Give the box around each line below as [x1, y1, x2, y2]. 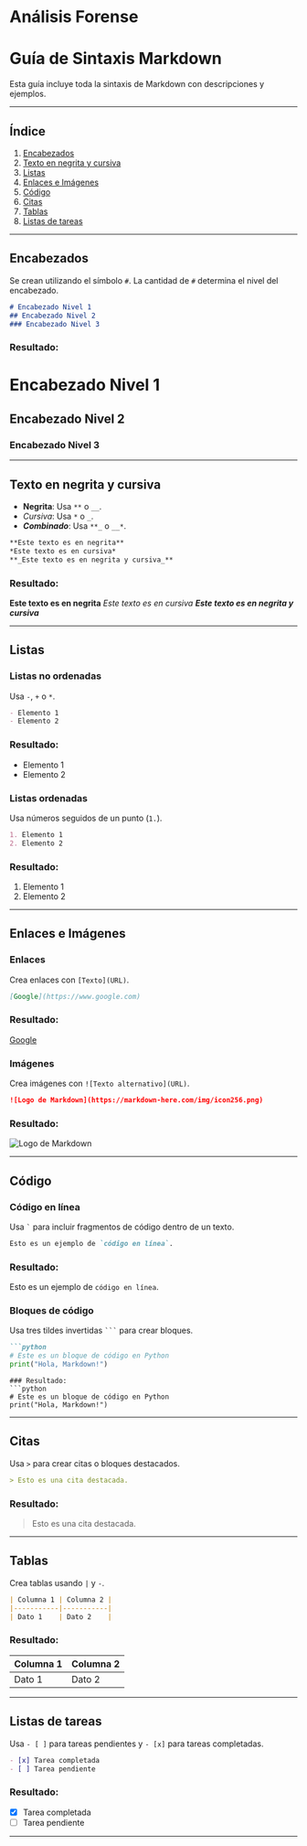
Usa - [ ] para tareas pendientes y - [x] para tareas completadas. [9, 1738, 264, 1749]
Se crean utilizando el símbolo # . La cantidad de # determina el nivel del [9, 274, 279, 285]
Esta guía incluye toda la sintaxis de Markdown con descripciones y [9, 79, 265, 90]
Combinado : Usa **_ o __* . [22, 520, 126, 531]
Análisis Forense [9, 6, 139, 27]
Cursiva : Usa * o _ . [22, 510, 94, 521]
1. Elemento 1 [9, 830, 64, 839]
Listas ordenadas [9, 791, 89, 804]
